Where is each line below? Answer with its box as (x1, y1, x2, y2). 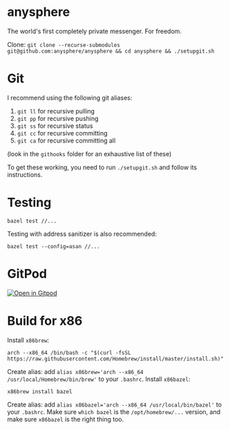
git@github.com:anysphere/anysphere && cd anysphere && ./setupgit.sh (7, 48, 215, 55)
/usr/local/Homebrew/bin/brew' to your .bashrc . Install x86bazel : (7, 375, 191, 383)
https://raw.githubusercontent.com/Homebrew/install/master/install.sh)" (7, 355, 224, 362)
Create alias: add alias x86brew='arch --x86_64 (7, 367, 144, 375)
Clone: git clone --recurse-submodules (7, 40, 121, 48)
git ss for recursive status (17, 122, 93, 130)
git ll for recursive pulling (17, 106, 95, 115)
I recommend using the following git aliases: (7, 93, 133, 102)
